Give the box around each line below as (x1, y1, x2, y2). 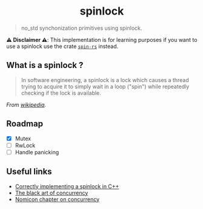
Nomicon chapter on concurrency (15, 196, 100, 203)
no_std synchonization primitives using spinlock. (21, 24, 142, 32)
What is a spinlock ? (6, 60, 84, 70)
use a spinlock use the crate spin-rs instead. (6, 43, 119, 50)
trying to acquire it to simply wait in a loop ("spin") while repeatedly (21, 83, 190, 90)
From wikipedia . (6, 101, 47, 108)
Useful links (6, 166, 53, 177)
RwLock (15, 142, 36, 149)
